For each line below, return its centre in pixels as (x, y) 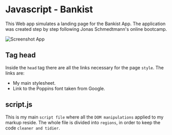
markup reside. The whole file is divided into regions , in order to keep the (83, 122)
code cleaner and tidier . (33, 128)
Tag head (21, 55)
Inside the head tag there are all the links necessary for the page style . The (85, 67)
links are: (15, 73)
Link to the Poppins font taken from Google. (59, 88)
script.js (19, 104)
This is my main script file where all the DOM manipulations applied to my (84, 117)
